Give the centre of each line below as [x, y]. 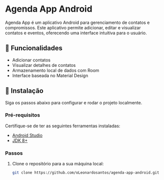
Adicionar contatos [31, 60]
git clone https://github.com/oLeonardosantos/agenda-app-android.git [86, 173]
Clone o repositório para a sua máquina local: [58, 164]
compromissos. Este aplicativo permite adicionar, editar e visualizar [73, 27]
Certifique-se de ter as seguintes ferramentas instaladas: [63, 126]
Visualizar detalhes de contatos [44, 65]
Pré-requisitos [23, 115]
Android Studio [27, 135]
